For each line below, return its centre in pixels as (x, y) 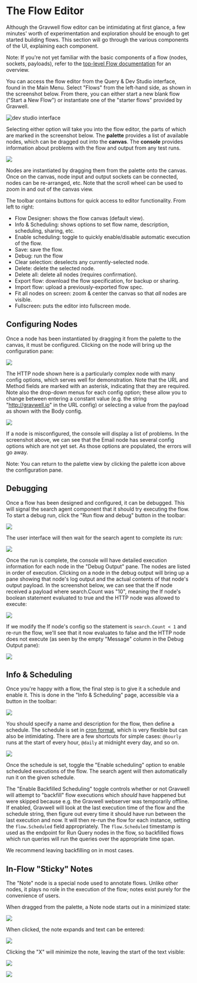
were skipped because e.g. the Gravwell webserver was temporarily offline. (98, 802)
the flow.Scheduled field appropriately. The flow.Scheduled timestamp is (94, 826)
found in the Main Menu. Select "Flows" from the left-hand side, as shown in (98, 87)
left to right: (20, 207)
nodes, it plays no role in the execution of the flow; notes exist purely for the (98, 889)
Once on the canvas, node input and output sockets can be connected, (92, 176)
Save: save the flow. (39, 249)
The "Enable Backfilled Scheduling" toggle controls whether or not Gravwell (98, 789)
